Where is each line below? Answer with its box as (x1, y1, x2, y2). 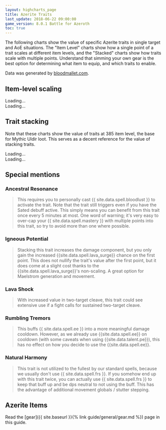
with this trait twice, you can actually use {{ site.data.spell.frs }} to (17, 376, 152, 382)
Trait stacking (5, 117, 49, 126)
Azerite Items (5, 401, 48, 410)
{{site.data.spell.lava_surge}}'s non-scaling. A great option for (17, 268, 144, 274)
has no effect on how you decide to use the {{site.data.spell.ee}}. (17, 342, 151, 348)
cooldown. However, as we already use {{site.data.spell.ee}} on (17, 331, 147, 337)
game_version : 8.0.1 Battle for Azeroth (5, 21, 90, 26)
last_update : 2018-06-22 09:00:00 (5, 16, 77, 21)
